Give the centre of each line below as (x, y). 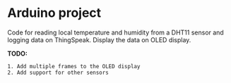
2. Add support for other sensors (58, 72)
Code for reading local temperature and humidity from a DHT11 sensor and (115, 32)
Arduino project (54, 13)
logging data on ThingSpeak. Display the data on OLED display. (99, 39)
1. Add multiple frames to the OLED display (74, 66)
